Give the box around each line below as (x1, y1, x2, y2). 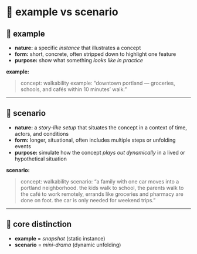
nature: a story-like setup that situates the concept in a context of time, (14, 123, 188, 131)
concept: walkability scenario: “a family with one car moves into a (20, 178, 179, 185)
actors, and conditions (14, 130, 69, 137)
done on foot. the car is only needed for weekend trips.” (20, 196, 156, 203)
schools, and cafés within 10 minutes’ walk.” (20, 86, 127, 93)
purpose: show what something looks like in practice (14, 57, 144, 63)
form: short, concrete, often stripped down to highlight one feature (14, 51, 176, 58)
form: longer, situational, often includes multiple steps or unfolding (14, 136, 176, 143)
